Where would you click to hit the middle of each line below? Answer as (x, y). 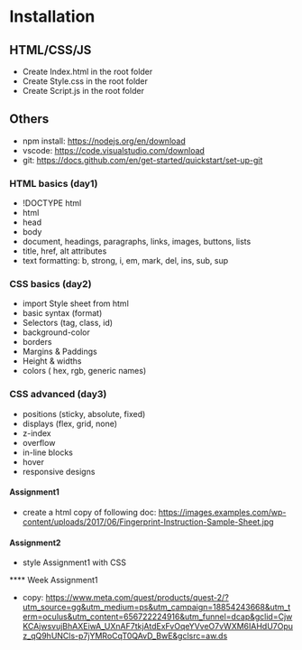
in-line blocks (48, 452)
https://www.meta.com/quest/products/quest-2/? (137, 598)
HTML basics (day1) (54, 183)
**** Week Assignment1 (54, 580)
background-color (56, 332)
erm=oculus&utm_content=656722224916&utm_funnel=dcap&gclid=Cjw (157, 617)
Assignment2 (35, 543)
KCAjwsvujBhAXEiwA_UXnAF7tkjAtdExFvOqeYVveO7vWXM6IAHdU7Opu (158, 627)
